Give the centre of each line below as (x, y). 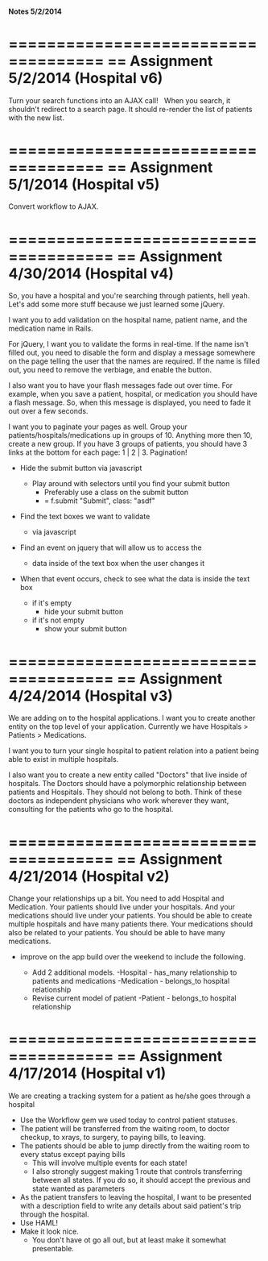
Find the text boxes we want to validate (85, 517)
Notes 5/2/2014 (35, 11)
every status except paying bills (72, 1155)
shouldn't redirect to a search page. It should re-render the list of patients (130, 109)
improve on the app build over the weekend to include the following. (132, 957)
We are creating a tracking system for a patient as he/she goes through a (130, 1096)
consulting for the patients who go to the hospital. (91, 809)
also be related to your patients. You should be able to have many (117, 933)
